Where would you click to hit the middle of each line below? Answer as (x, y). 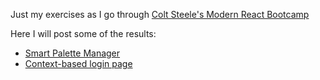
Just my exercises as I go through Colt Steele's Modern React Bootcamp (160, 14)
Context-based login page (78, 63)
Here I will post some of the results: (83, 33)
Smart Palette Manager (72, 53)
